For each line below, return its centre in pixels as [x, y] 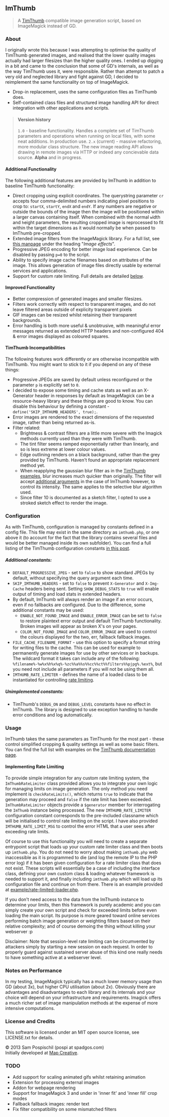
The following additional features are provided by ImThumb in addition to [81, 180]
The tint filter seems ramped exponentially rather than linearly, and [89, 444]
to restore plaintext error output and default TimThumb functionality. [91, 621]
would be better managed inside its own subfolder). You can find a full [78, 543]
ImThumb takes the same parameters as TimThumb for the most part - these [85, 739]
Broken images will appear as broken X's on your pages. [79, 626]
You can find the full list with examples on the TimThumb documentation [80, 750]
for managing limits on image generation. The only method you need [76, 788]
